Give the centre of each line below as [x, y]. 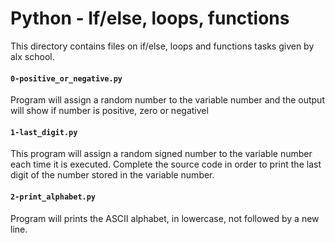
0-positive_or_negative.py [66, 78]
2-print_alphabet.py [53, 197]
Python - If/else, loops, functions [150, 18]
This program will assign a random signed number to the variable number [161, 154]
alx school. [32, 56]
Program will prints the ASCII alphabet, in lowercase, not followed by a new [165, 218]
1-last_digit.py [44, 132]
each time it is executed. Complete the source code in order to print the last [166, 164]
